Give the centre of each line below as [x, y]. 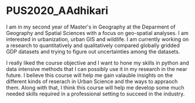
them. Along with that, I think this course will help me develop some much [95, 87]
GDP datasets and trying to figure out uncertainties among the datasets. [93, 51]
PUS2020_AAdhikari [57, 11]
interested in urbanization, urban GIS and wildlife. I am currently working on [97, 39]
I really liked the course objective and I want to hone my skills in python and [97, 63]
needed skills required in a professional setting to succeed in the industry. [95, 94]
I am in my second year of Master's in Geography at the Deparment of [91, 27]
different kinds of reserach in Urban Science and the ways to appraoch [92, 81]
